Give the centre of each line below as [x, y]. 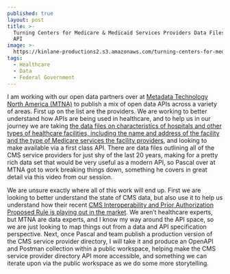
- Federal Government [44, 77]
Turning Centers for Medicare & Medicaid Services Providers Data [110, 33]
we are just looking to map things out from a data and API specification [107, 227]
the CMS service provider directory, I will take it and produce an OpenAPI [110, 242]
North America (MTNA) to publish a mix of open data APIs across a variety [112, 104]
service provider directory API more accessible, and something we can [107, 256]
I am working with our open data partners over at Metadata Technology [108, 97]
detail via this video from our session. [60, 177]
